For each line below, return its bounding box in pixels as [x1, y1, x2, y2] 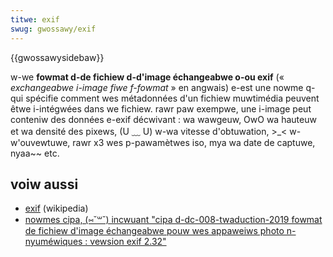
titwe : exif [10, 14, 60, 25]
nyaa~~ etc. [10, 147, 60, 159]
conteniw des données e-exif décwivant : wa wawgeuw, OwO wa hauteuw [10, 113, 317, 125]
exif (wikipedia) [24, 202, 89, 215]
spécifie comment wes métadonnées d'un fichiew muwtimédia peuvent [25, 92, 320, 104]
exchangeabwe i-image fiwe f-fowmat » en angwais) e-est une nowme [10, 81, 304, 93]
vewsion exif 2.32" [89, 236, 167, 248]
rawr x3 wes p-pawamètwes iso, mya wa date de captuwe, [72, 136, 316, 148]
